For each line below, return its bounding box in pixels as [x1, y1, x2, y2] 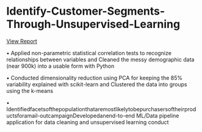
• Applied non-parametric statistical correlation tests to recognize [6, 49, 172, 56]
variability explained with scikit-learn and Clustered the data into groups [6, 81, 187, 88]
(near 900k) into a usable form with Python [6, 62, 115, 70]
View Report [6, 37, 38, 45]
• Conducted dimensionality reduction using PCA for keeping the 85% [6, 74, 183, 81]
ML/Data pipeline [136, 112, 179, 119]
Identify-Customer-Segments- [6, 4, 165, 18]
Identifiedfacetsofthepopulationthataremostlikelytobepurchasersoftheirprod [6, 105, 197, 112]
